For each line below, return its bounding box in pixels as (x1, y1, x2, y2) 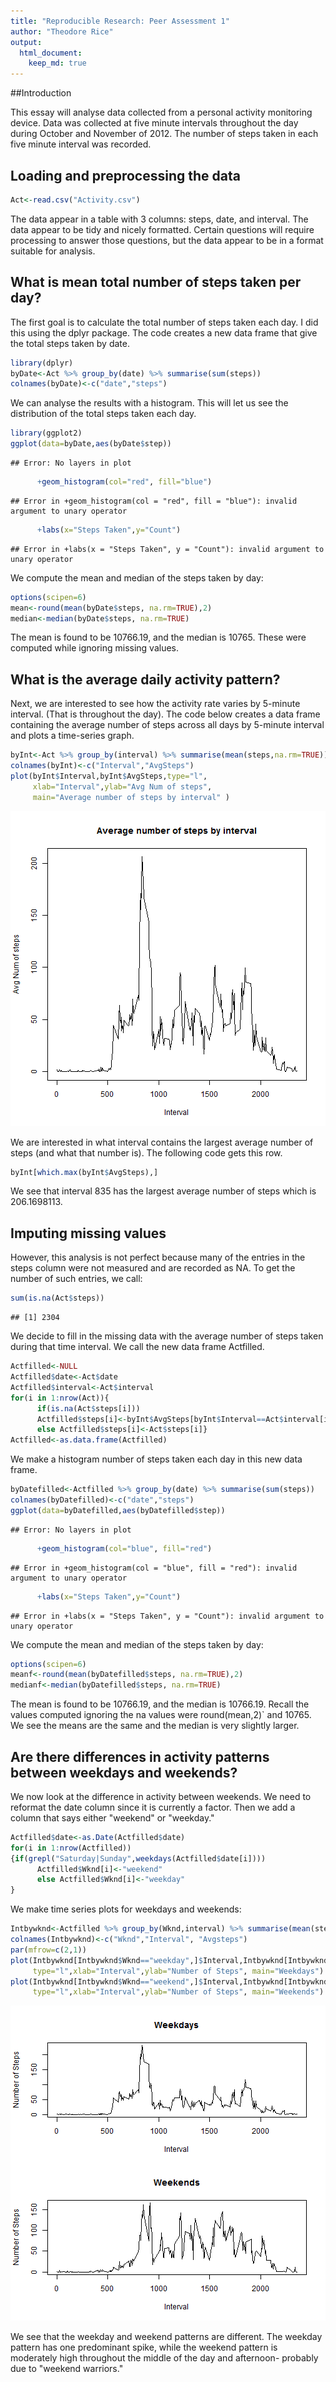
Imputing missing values (10, 1225, 167, 1242)
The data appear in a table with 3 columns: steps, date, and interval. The (10, 213, 309, 225)
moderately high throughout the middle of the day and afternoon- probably (10, 2352, 319, 2364)
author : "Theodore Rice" (10, 26, 114, 37)
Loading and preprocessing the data (10, 167, 241, 184)
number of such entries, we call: (10, 1273, 143, 1285)
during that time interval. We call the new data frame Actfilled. (10, 1341, 265, 1353)
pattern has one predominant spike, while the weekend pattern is (10, 2341, 278, 2354)
